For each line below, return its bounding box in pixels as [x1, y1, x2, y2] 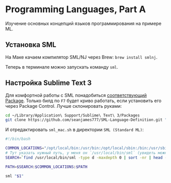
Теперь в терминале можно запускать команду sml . [5, 64, 119, 70]
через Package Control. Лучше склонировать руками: [5, 103, 122, 109]
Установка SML [5, 41, 56, 49]
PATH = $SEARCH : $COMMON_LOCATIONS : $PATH [5, 164, 88, 169]
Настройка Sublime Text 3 [5, 79, 92, 87]
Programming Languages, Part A [5, 4, 146, 15]
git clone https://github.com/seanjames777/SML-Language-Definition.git [5, 117, 163, 123]
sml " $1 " [5, 173, 24, 178]
